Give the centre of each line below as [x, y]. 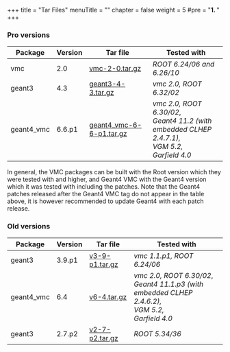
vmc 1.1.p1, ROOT [163, 255]
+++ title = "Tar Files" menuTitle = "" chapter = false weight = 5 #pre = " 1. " [114, 10]
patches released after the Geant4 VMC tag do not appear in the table [106, 194]
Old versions [29, 226]
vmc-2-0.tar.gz [115, 69]
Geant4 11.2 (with [182, 121]
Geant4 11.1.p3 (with [168, 284]
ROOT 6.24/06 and [184, 64]
